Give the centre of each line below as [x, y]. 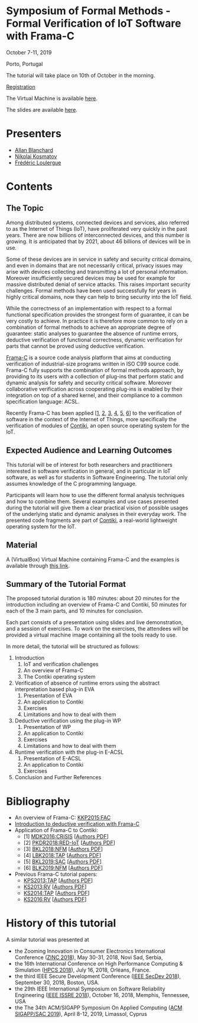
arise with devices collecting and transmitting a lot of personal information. [97, 272]
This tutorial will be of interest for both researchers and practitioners [89, 464]
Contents [30, 187]
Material [22, 545]
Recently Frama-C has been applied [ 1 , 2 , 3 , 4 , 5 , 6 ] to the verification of [94, 413]
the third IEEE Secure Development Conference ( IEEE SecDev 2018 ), [98, 976]
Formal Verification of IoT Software [94, 23]
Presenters [34, 134]
